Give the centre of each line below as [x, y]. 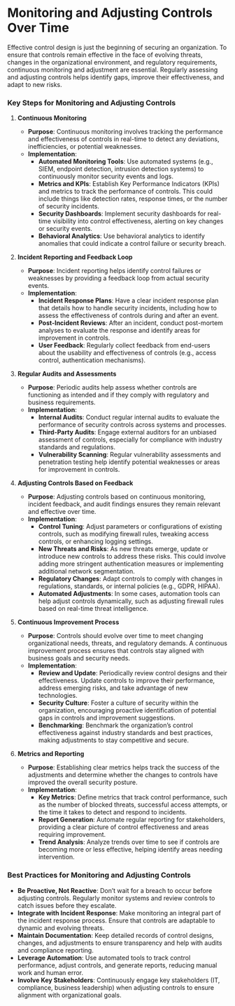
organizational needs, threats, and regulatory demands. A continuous [127, 643]
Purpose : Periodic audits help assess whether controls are [112, 388]
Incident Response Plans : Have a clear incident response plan [128, 300]
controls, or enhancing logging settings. [95, 541]
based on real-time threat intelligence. [93, 609]
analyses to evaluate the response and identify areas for [119, 331]
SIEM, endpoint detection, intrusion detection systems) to [121, 169]
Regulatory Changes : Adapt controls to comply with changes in [130, 579]
